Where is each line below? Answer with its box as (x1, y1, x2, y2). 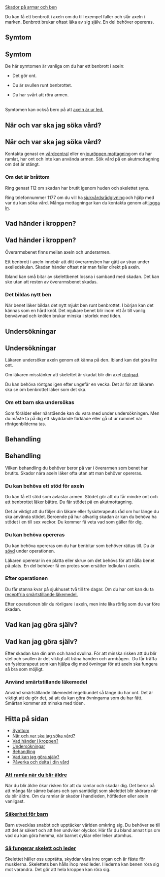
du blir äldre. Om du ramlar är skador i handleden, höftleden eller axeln (5, 793, 149, 799)
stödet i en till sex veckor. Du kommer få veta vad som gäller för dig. (5, 519, 143, 525)
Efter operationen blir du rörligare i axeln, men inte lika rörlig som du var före (5, 601, 160, 607)
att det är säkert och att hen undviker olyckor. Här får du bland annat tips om (5, 827, 161, 833)
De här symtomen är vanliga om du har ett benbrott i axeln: (5, 63, 125, 69)
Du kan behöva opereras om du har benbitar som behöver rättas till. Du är (5, 543, 155, 549)
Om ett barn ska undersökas (5, 399, 75, 406)
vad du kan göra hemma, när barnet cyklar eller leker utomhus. (5, 832, 133, 838)
